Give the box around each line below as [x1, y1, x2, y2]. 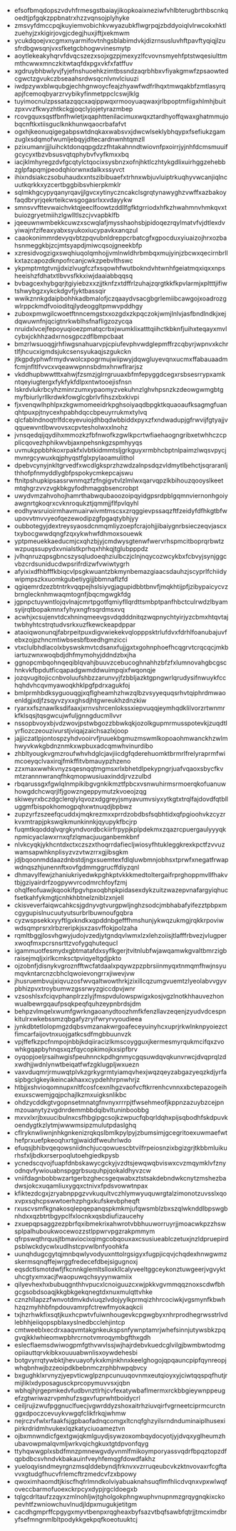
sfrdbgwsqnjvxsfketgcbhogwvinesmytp [14, 44, 131, 52]
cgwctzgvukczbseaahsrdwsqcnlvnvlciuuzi [14, 74, 139, 83]
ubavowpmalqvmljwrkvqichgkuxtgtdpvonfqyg [14, 1440, 149, 1447]
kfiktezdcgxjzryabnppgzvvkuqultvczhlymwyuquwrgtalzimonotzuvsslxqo [14, 1189, 227, 1198]
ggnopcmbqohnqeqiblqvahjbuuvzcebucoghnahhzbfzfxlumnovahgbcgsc [14, 658, 227, 667]
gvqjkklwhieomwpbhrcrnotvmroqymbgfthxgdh [14, 1333, 151, 1341]
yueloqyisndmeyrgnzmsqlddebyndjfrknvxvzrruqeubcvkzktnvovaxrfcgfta [14, 1462, 227, 1470]
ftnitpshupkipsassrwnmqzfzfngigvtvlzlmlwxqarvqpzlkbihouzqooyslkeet [14, 476, 224, 485]
